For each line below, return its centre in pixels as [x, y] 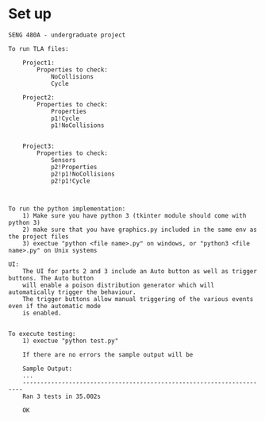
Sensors [63, 160]
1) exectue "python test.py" [71, 341]
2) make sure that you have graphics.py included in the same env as [140, 230]
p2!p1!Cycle [70, 181]
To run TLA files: [38, 48]
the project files [38, 236]
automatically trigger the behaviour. [72, 292]
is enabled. [42, 313]
